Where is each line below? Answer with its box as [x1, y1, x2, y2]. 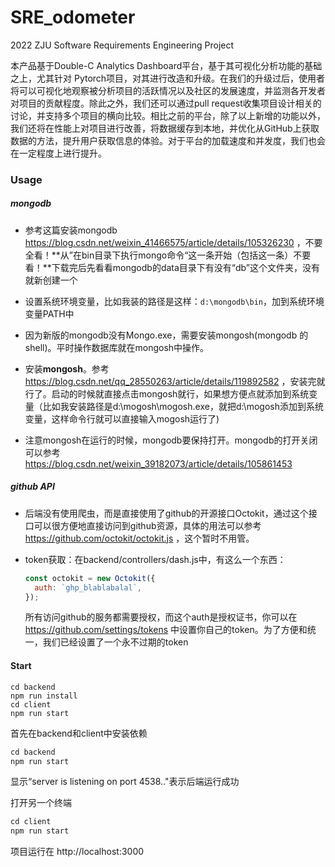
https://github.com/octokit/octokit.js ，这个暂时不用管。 [24, 532, 255, 544]
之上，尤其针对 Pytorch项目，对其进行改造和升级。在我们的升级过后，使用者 [10, 72, 326, 84]
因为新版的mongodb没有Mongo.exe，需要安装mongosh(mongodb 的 [24, 329, 309, 341]
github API [10, 481, 55, 493]
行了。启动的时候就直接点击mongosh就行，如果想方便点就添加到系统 [24, 387, 310, 400]
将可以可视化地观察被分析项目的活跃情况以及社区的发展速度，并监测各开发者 [10, 84, 326, 96]
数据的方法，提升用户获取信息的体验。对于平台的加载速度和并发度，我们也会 [10, 134, 326, 146]
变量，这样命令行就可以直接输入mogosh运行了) [24, 412, 220, 425]
